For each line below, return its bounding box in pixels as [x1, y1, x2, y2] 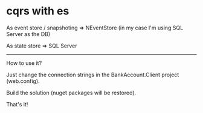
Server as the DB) [6, 30, 51, 37]
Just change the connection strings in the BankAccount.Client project [6, 71, 179, 78]
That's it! [6, 100, 28, 108]
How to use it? [6, 59, 42, 67]
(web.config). [6, 77, 40, 85]
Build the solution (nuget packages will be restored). [6, 89, 137, 96]
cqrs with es [6, 4, 69, 18]
